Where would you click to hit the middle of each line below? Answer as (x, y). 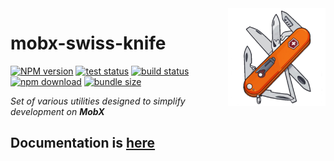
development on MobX (57, 111)
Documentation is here (83, 143)
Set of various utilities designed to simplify (98, 101)
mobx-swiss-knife (88, 43)
